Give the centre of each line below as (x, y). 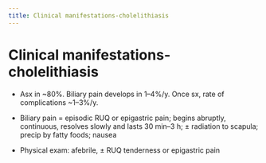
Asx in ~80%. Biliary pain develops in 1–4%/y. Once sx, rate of (122, 94)
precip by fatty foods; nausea (68, 134)
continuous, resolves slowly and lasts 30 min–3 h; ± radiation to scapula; (139, 126)
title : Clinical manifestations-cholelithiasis (89, 16)
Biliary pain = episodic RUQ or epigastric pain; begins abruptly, (123, 118)
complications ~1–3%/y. (59, 102)
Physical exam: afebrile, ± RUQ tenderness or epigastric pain (120, 150)
